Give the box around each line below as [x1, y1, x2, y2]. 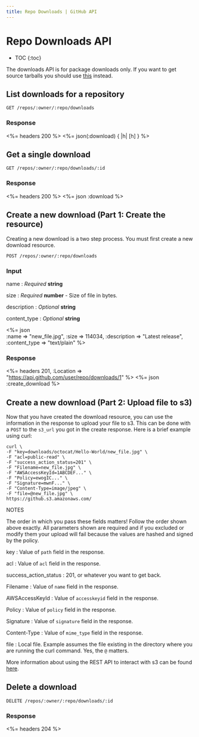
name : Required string [6, 280, 63, 287]
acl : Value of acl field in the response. [6, 560, 101, 567]
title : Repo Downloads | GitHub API [6, 8, 97, 15]
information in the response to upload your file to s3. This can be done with [6, 419, 191, 427]
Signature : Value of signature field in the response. [6, 618, 133, 624]
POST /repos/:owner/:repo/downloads [6, 253, 97, 259]
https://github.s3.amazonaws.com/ [6, 496, 92, 502]
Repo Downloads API [6, 34, 112, 48]
